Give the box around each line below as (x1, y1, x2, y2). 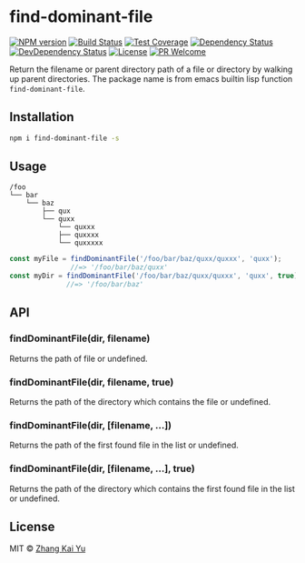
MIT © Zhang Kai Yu (9, 543, 86, 554)
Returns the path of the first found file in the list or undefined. (9, 439, 239, 451)
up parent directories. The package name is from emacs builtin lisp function (9, 73, 293, 84)
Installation (9, 109, 74, 125)
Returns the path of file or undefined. (9, 353, 148, 364)
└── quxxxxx (57, 238, 103, 247)
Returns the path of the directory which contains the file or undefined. (9, 396, 271, 407)
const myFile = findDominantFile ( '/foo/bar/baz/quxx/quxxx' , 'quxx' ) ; (9, 255, 282, 264)
